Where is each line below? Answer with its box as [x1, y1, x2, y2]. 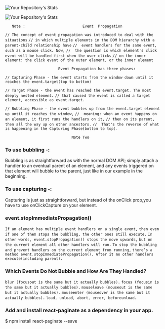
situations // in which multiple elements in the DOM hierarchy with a [5, 38, 155, 42]
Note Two [71, 135, 90, 140]
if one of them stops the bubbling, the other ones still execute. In [5, 232, 153, 237]
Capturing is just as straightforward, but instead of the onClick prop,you [5, 197, 151, 203]
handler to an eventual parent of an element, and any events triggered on [5, 163, 154, 169]
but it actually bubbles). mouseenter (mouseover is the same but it [5, 290, 151, 295]
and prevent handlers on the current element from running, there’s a [5, 247, 153, 252]
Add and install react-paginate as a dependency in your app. [5, 307, 153, 314]
